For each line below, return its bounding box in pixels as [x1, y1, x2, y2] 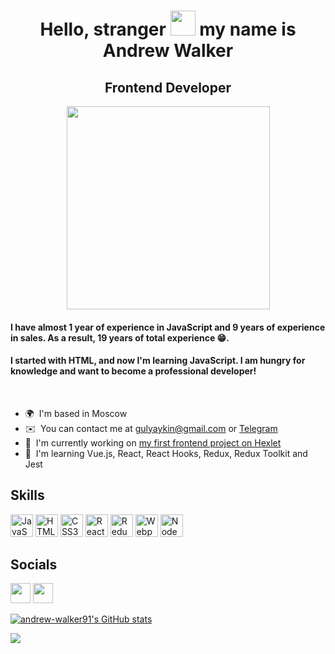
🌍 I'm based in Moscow [24, 407, 128, 419]
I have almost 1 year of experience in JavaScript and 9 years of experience [10, 321, 326, 333]
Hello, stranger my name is [39, 18, 297, 41]
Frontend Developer [104, 79, 232, 96]
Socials [10, 556, 58, 573]
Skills [10, 487, 45, 504]
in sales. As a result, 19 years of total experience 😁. [10, 331, 230, 344]
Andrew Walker [102, 40, 234, 62]
